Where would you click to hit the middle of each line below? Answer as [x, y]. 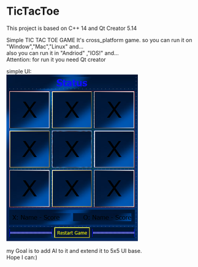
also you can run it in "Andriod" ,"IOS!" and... [63, 53]
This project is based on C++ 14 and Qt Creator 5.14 [72, 28]
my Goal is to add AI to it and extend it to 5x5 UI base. [74, 251]
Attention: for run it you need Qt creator [56, 59]
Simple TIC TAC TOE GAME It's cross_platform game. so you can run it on [99, 40]
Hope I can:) [22, 257]
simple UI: [19, 71]
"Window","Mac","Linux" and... [45, 46]
